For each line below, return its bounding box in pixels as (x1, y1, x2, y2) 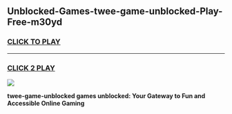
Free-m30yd (7, 17, 63, 28)
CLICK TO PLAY (7, 37, 61, 47)
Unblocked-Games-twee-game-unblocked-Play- (7, 6, 223, 17)
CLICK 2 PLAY (7, 63, 55, 73)
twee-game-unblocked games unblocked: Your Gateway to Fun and (7, 91, 206, 99)
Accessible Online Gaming (7, 99, 85, 107)
